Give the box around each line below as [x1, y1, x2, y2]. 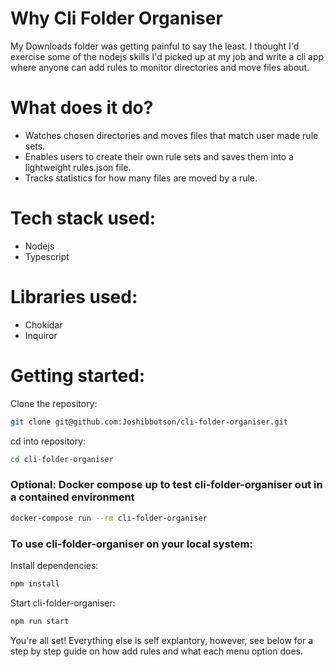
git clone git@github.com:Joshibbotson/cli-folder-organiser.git [10, 417, 288, 427]
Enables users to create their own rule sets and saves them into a [24, 150, 294, 162]
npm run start [10, 616, 70, 626]
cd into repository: [10, 435, 87, 447]
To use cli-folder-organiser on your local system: [10, 537, 253, 551]
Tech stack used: [10, 207, 157, 230]
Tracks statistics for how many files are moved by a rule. [24, 172, 258, 184]
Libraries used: [10, 286, 138, 308]
